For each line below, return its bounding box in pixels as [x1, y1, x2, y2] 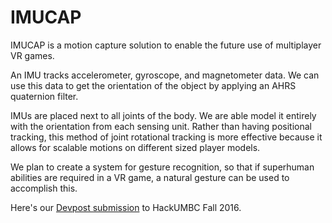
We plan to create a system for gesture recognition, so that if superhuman [10, 161, 315, 173]
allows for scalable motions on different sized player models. [10, 141, 261, 153]
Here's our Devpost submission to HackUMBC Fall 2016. [10, 201, 242, 213]
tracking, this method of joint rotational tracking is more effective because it [10, 131, 323, 143]
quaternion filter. [10, 90, 79, 102]
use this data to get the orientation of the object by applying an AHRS [10, 79, 297, 91]
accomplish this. [10, 182, 78, 194]
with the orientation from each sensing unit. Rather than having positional [10, 120, 312, 132]
